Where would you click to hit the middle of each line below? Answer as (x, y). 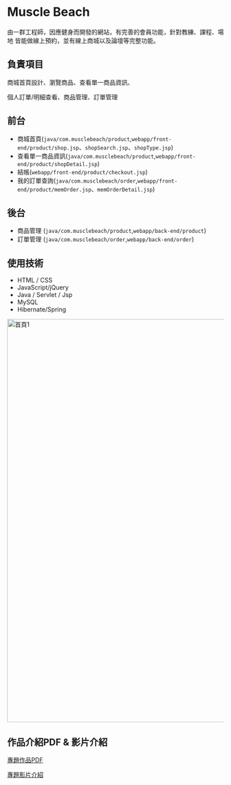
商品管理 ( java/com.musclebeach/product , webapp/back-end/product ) (112, 231)
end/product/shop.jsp (48, 148)
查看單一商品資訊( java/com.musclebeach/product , (86, 156)
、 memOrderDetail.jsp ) (123, 189)
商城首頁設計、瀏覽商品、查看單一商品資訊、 (70, 82)
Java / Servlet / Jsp (45, 295)
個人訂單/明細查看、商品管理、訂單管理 (63, 96)
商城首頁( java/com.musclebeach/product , (74, 139)
